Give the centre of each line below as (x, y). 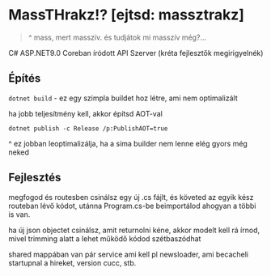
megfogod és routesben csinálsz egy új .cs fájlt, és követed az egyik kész (131, 197)
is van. (19, 214)
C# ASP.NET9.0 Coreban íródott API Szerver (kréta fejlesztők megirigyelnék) (136, 53)
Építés (25, 79)
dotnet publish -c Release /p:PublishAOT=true (88, 128)
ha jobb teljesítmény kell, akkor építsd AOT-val (86, 113)
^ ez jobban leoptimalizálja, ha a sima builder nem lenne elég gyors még (128, 143)
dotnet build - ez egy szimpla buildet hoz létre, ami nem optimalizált (123, 98)
